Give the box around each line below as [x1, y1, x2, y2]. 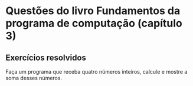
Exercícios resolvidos [5, 52, 87, 62]
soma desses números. [5, 75, 63, 81]
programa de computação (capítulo [5, 16, 182, 30]
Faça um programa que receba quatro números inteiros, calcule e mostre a [5, 68, 188, 75]
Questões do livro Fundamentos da [5, 4, 181, 18]
